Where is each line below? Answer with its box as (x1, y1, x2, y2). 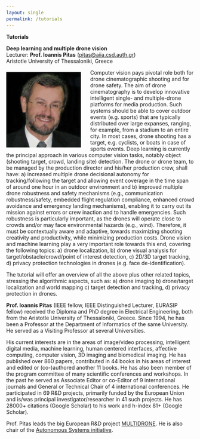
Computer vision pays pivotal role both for (90, 69, 194, 76)
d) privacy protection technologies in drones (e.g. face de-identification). (6, 259, 186, 266)
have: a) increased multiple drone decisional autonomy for (6, 170, 149, 177)
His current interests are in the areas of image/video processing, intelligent (6, 338, 190, 346)
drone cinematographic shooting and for (90, 75, 190, 82)
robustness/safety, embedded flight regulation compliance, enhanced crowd (6, 196, 195, 203)
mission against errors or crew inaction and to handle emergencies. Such (6, 208, 186, 216)
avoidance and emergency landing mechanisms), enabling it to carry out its (6, 202, 192, 209)
